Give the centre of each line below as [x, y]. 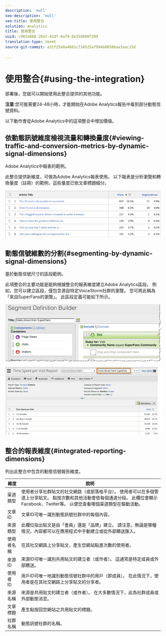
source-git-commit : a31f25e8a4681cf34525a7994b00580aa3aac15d [70, 47]
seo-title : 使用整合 [25, 21]
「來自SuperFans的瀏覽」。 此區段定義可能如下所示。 [59, 297]
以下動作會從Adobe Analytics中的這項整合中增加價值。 [61, 121]
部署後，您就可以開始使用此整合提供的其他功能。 [55, 94]
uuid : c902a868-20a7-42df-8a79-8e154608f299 [52, 37]
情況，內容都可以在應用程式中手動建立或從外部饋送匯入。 [80, 531]
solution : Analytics [26, 26]
